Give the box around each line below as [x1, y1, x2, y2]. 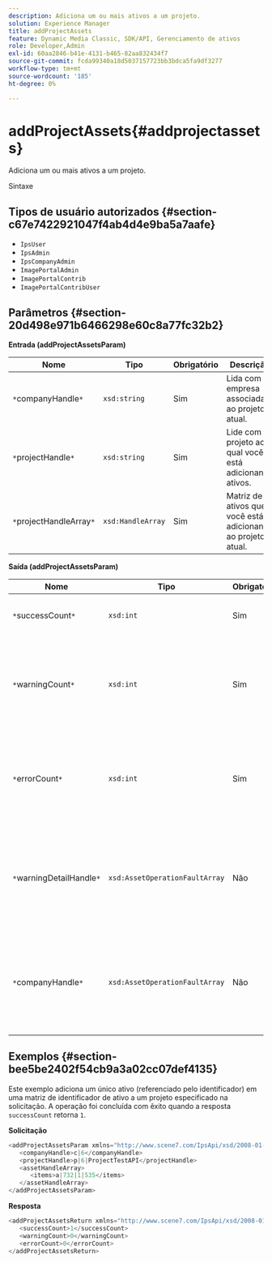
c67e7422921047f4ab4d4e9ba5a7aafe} [8, 217, 216, 231]
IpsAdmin [19, 249, 50, 258]
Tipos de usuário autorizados [8, 204, 159, 219]
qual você [226, 447, 264, 458]
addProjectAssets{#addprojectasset [8, 122, 261, 140]
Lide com [226, 426, 261, 438]
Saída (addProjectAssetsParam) [8, 562, 119, 572]
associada [226, 393, 266, 405]
